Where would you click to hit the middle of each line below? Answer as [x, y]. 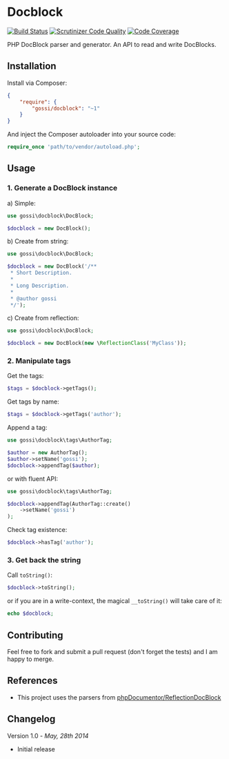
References [32, 681]
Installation [32, 66]
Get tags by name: [33, 402]
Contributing [35, 635]
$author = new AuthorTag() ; [48, 453]
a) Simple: [21, 203]
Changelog [31, 719]
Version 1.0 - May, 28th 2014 [48, 736]
